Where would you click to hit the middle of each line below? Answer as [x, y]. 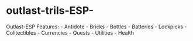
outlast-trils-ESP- [50, 11]
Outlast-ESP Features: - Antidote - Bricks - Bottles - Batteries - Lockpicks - [96, 27]
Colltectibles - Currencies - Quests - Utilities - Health [70, 32]
